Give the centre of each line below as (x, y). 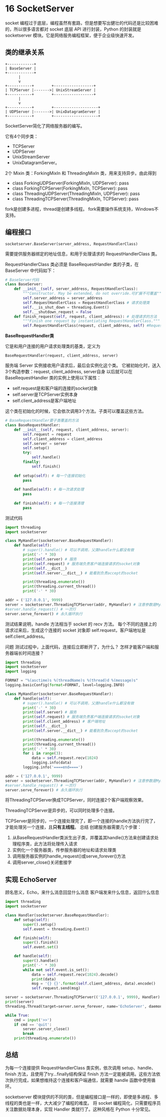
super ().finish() (41, 942)
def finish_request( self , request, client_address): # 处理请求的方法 (85, 316)
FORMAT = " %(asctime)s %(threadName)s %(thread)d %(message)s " (72, 680)
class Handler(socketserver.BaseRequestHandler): (57, 915)
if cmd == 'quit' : (33, 1025)
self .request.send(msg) (56, 988)
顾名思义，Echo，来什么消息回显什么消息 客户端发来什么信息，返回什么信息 (82, 893)
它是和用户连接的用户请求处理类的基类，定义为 (53, 346)
